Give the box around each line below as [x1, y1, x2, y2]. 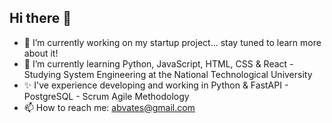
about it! [23, 47, 59, 59]
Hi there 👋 [9, 10, 72, 27]
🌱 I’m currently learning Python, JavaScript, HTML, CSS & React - [23, 57, 294, 70]
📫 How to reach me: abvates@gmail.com [23, 101, 196, 113]
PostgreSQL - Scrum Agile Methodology [23, 90, 190, 102]
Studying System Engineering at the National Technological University [23, 68, 313, 80]
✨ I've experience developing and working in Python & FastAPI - [23, 79, 289, 91]
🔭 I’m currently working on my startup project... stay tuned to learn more [23, 36, 322, 48]
